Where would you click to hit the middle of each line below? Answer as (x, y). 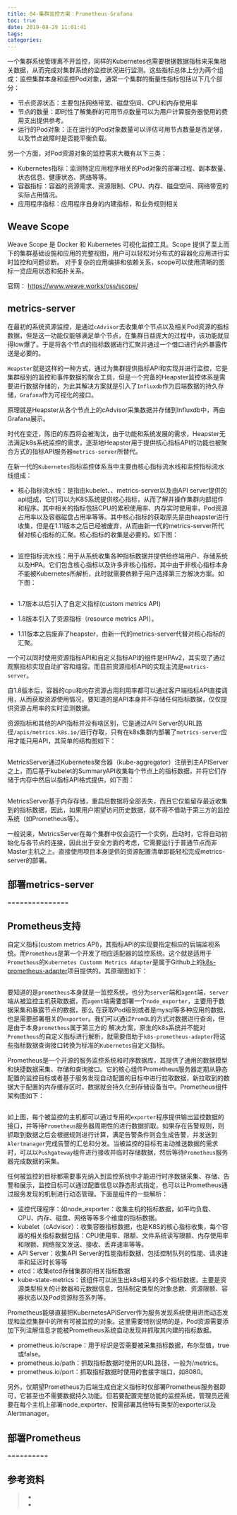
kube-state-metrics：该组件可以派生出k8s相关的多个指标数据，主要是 (119, 1280)
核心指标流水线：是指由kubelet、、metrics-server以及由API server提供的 (122, 490)
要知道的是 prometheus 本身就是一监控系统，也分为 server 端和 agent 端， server (118, 993)
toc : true (22, 21)
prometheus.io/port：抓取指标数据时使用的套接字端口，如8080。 (112, 1372)
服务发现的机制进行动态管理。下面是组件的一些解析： (90, 1194)
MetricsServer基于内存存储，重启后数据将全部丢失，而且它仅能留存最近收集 (117, 801)
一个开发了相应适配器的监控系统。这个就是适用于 (141, 954)
